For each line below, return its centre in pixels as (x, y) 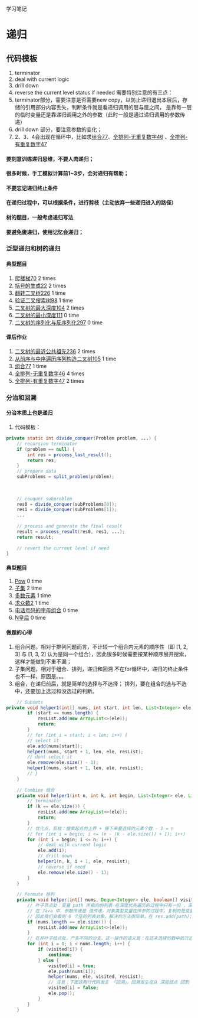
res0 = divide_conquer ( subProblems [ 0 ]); (67, 504)
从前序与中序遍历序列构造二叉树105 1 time (65, 359)
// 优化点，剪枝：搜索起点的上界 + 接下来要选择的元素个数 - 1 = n (100, 828)
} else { (48, 960)
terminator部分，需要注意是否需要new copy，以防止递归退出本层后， (98, 100)
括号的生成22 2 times (40, 285)
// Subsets (30, 702)
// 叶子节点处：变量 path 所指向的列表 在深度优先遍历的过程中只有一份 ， (108, 906)
